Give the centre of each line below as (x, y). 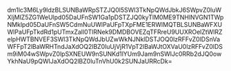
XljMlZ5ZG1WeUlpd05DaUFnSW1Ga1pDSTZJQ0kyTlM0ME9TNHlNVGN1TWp (115, 17)
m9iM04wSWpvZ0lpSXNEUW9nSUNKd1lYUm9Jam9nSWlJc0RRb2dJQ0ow (114, 54)
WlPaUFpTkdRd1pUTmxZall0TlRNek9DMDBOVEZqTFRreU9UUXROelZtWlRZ (115, 32)
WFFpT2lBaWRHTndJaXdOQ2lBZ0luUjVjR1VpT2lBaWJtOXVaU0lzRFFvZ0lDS (115, 47)
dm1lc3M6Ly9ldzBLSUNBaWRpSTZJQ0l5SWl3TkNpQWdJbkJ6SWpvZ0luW (114, 10)
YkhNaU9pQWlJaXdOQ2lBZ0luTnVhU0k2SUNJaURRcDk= (90, 61)
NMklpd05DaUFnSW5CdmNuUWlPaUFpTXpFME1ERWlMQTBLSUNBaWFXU (115, 24)
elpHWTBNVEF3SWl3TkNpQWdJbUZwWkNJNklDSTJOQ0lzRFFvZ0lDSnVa (114, 39)
